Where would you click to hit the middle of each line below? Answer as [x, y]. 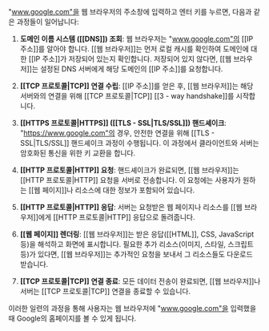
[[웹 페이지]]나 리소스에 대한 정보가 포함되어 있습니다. [112, 190]
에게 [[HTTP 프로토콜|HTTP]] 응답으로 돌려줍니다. [116, 217]
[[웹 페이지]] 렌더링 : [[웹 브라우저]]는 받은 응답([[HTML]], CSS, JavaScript [137, 234]
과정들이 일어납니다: [48, 22]
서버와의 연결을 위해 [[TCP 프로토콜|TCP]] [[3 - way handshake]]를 [127, 96]
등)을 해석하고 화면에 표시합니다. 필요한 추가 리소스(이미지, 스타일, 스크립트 [137, 244]
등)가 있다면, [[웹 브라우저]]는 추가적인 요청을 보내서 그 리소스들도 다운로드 [137, 254]
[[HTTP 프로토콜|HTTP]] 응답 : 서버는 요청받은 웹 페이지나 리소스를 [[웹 [131, 207]
